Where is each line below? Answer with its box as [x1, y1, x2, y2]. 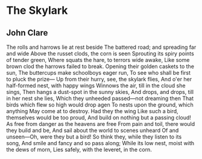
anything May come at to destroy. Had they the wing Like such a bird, [6, 108, 179, 114]
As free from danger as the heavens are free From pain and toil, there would [6, 120, 195, 127]
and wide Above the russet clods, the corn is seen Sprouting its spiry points [6, 50, 194, 57]
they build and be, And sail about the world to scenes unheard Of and [6, 127, 179, 134]
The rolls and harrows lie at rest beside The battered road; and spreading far [6, 43, 197, 51]
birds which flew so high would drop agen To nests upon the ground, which [6, 101, 194, 108]
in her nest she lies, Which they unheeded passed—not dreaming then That [6, 95, 194, 102]
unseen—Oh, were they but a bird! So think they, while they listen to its [6, 133, 182, 140]
